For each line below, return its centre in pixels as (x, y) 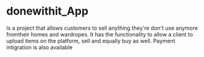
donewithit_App (47, 11)
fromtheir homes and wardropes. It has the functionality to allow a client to (100, 34)
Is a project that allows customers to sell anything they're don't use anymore (102, 28)
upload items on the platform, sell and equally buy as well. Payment (91, 41)
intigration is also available (40, 47)
